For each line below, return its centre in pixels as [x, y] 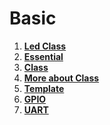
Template [44, 88]
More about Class [61, 78]
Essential [43, 56]
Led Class [45, 46]
